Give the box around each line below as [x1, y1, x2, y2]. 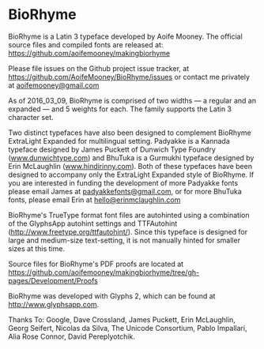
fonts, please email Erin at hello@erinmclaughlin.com [8, 195, 181, 205]
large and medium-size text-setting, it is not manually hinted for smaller [8, 235, 241, 245]
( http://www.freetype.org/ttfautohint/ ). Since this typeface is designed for [8, 227, 248, 236]
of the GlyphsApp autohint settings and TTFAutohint [8, 219, 178, 228]
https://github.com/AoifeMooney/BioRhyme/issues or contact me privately [8, 72, 251, 81]
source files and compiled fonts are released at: [8, 39, 164, 49]
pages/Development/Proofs [8, 276, 99, 285]
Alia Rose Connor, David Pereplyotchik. [8, 332, 136, 341]
